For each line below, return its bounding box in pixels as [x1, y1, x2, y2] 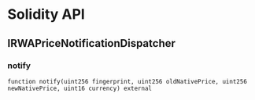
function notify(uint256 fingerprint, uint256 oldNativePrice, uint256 [7, 77, 247, 85]
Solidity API [7, 5, 86, 23]
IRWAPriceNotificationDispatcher [7, 37, 176, 50]
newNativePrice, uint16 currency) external [7, 84, 153, 92]
